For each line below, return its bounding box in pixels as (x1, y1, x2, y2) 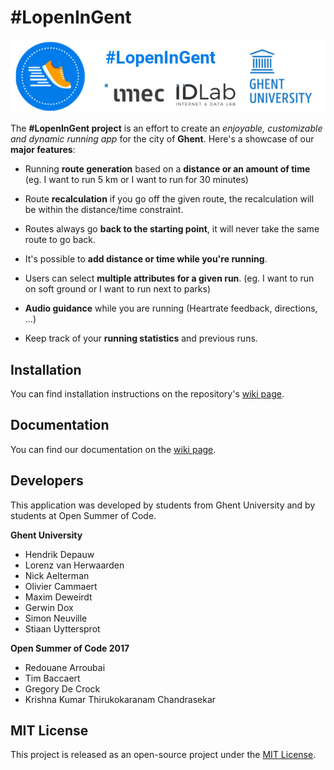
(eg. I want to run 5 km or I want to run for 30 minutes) (24, 174, 249, 186)
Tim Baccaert (24, 672, 81, 684)
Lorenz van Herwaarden (24, 559, 125, 571)
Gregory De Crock (24, 682, 101, 695)
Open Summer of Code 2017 (10, 642, 130, 654)
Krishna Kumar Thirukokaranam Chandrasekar (24, 693, 217, 705)
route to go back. (24, 234, 97, 246)
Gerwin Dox (24, 601, 74, 613)
